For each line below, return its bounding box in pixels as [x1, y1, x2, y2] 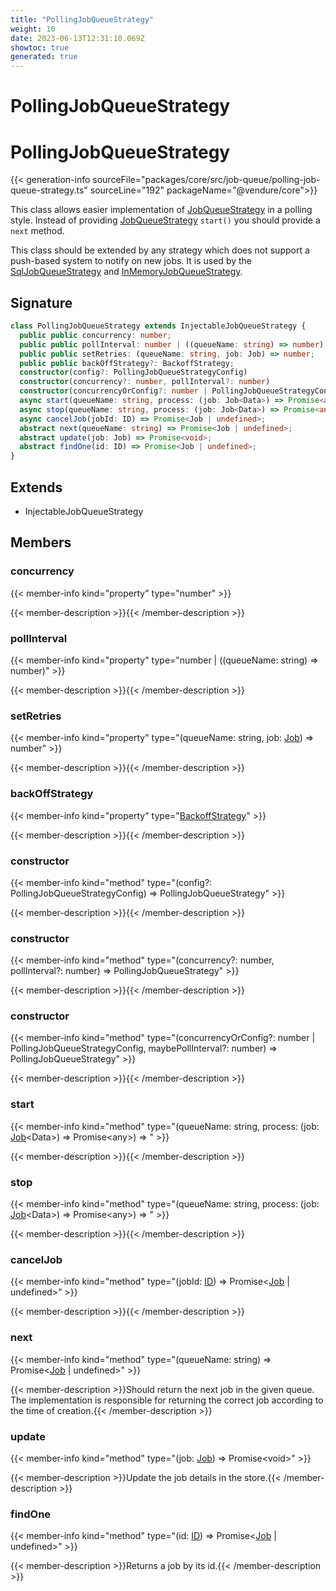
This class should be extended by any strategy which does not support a [10, 244, 310, 256]
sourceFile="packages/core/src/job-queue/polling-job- [92, 174, 321, 186]
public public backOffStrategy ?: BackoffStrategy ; [19, 358, 235, 368]
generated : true [10, 52, 78, 62]
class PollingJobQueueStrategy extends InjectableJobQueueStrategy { [10, 321, 307, 331]
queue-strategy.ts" [10, 184, 88, 196]
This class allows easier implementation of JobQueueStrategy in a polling [10, 204, 313, 216]
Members [10, 534, 72, 551]
